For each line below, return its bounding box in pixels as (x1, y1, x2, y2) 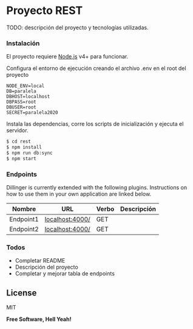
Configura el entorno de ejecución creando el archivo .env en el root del (6, 65, 186, 72)
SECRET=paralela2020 (6, 110, 59, 116)
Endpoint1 (9, 215, 39, 224)
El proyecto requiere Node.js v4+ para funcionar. (6, 53, 129, 60)
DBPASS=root (6, 99, 36, 105)
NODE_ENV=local (6, 83, 45, 89)
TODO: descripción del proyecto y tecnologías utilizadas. (6, 24, 149, 31)
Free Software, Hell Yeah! (6, 316, 72, 323)
